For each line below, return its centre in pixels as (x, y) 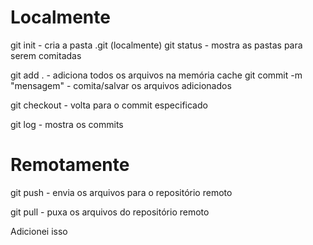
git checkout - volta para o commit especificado (109, 105)
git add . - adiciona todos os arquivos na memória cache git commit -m (156, 75)
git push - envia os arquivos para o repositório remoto (121, 192)
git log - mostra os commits (67, 124)
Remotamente (70, 165)
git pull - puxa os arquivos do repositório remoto (110, 212)
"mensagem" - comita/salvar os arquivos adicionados (121, 85)
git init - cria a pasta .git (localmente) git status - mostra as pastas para (156, 45)
